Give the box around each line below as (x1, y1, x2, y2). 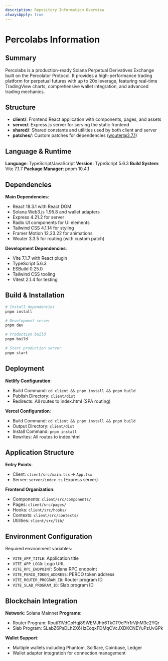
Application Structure (5, 448, 74, 457)
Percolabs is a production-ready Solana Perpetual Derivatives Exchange (5, 67, 154, 73)
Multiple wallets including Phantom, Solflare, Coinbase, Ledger (12, 645, 142, 650)
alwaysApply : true (5, 12, 44, 17)
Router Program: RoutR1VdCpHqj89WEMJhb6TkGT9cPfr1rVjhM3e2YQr (12, 620, 159, 626)
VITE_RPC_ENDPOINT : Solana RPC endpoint (12, 566, 97, 572)
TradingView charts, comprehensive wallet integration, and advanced (5, 83, 149, 89)
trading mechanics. (5, 89, 45, 95)
